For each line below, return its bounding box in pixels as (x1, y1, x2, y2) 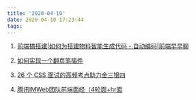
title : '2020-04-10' (7, 10, 66, 17)
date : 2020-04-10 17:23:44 (7, 16, 84, 23)
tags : (7, 22, 23, 29)
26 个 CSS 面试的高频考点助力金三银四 (16, 71, 126, 79)
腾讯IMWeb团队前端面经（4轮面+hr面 (16, 86, 123, 94)
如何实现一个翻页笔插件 (16, 56, 83, 65)
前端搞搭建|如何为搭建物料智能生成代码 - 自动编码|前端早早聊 (16, 42, 189, 50)
